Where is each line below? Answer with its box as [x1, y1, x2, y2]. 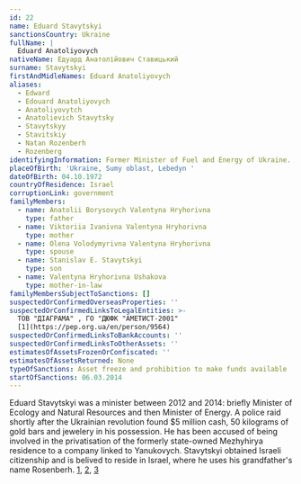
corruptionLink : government [9, 189, 115, 198]
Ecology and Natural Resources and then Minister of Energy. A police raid [9, 407, 281, 418]
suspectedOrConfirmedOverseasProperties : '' [9, 298, 179, 307]
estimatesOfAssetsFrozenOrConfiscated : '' [9, 347, 171, 356]
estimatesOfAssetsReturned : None [9, 356, 135, 365]
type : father [25, 213, 75, 223]
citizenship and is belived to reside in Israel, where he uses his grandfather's [9, 455, 293, 466]
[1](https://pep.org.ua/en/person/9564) [17, 323, 171, 332]
